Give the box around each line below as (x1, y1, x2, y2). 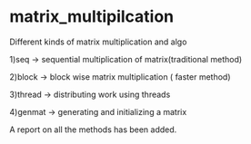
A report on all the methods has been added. (9, 124, 177, 135)
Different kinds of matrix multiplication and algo (9, 36, 187, 47)
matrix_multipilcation (9, 6, 175, 27)
